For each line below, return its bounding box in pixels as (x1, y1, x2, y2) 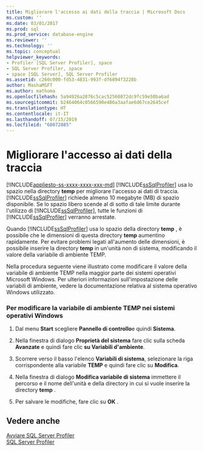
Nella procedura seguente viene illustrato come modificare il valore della (6, 263, 187, 270)
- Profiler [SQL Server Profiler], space (6, 60, 113, 66)
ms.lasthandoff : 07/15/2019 (6, 116, 78, 122)
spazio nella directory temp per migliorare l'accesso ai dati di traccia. (6, 188, 179, 195)
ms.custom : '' (6, 15, 42, 21)
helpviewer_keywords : (6, 54, 61, 60)
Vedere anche (6, 416, 61, 426)
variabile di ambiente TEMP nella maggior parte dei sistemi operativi (6, 269, 176, 277)
